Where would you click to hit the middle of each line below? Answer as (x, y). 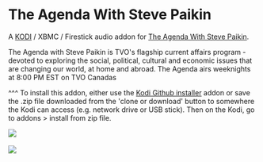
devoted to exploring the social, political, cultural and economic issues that (130, 60)
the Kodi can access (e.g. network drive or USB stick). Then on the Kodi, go (131, 110)
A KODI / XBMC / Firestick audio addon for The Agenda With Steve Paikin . (129, 37)
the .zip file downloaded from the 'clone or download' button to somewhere (131, 101)
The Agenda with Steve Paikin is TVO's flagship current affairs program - (127, 52)
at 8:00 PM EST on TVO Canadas (63, 77)
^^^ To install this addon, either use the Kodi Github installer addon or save (130, 92)
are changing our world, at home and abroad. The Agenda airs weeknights (130, 68)
